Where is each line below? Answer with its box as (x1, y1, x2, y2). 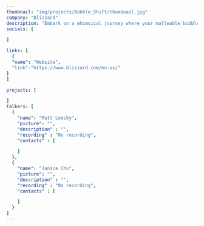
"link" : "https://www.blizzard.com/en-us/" (12, 64, 121, 70)
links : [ (6, 48, 29, 54)
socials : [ (6, 26, 34, 32)
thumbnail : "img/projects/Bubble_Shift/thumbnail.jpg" (6, 9, 148, 15)
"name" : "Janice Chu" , (17, 165, 75, 171)
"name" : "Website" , (12, 59, 61, 65)
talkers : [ (6, 104, 34, 110)
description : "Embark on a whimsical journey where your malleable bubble (6, 20, 200, 26)
